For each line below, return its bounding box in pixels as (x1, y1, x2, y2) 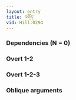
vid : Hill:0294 (6, 19, 44, 25)
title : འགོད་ (6, 14, 34, 20)
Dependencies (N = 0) (6, 39, 71, 47)
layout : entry (6, 8, 41, 15)
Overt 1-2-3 (6, 71, 40, 79)
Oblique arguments (6, 86, 63, 95)
